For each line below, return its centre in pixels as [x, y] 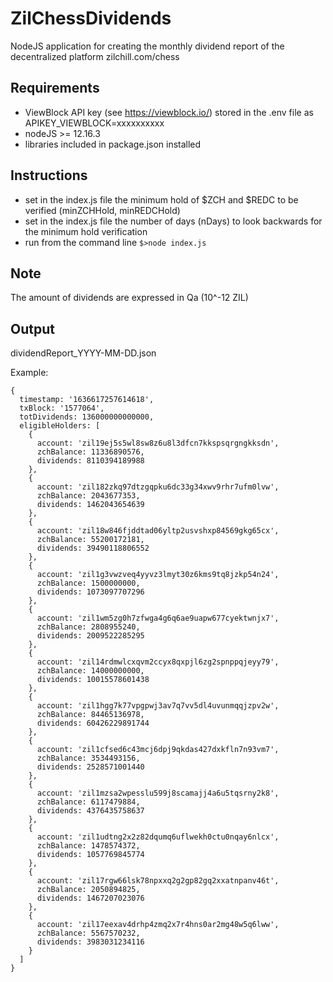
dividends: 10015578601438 [93, 680]
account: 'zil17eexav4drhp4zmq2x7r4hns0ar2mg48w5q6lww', [158, 925]
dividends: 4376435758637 [90, 811]
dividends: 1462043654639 [90, 505]
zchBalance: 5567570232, [88, 933]
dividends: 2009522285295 [90, 636]
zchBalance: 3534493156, [88, 758]
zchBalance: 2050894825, [88, 890]
